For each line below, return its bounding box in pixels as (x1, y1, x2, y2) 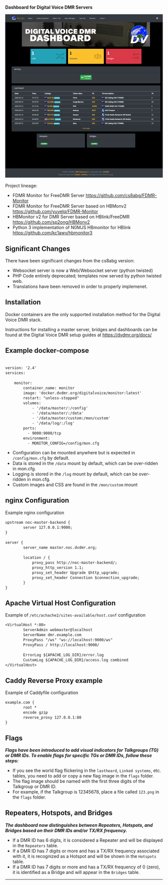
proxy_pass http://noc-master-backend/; (31, 560, 117, 565)
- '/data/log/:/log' (31, 421, 75, 426)
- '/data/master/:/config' (31, 406, 88, 411)
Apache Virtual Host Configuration (5, 599, 116, 607)
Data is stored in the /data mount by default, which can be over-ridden (12, 460, 158, 466)
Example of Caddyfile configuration (5, 690, 78, 696)
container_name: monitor (23, 385, 75, 390)
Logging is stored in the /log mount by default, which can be (12, 471, 138, 477)
